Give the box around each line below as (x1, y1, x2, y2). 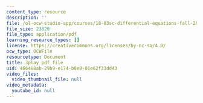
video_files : (6, 71, 39, 77)
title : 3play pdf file (6, 59, 63, 65)
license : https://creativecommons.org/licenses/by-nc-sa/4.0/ (6, 43, 166, 49)
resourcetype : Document (6, 54, 66, 60)
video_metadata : (6, 82, 47, 88)
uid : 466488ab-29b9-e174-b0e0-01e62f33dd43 (6, 65, 118, 71)
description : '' (6, 15, 47, 21)
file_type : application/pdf (6, 32, 77, 38)
